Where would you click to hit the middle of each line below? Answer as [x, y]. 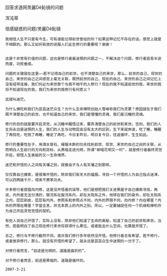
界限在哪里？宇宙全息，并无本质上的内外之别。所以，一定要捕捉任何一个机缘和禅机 [85, 206]
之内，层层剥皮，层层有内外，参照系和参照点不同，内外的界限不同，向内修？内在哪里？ [81, 200]
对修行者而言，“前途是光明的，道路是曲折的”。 [47, 251]
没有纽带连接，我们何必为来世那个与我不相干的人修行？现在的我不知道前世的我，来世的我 [83, 84]
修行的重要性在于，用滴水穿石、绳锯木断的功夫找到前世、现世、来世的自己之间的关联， [81, 145]
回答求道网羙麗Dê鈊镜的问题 [34, 7]
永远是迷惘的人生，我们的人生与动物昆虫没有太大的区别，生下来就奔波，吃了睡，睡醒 [87, 129]
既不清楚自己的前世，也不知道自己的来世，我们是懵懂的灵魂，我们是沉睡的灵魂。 [76, 114]
